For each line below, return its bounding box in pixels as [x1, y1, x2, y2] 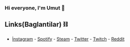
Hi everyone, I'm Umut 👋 [5, 4, 65, 11]
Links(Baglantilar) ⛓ [5, 20, 68, 29]
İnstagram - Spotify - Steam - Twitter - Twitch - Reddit [12, 36, 125, 42]
